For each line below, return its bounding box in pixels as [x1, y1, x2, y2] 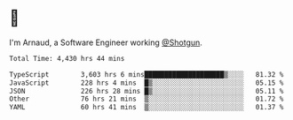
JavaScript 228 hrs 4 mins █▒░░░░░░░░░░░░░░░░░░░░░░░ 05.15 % [9, 79, 284, 87]
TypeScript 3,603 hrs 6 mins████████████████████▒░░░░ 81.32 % [9, 70, 284, 79]
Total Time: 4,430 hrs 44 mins [9, 54, 125, 63]
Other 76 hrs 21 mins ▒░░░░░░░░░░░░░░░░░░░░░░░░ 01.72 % [9, 94, 284, 104]
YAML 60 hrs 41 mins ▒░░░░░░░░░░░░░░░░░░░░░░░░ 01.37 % [9, 103, 284, 112]
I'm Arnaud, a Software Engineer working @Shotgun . [9, 37, 202, 48]
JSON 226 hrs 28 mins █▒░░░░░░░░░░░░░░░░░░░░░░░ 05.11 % [9, 86, 284, 95]
